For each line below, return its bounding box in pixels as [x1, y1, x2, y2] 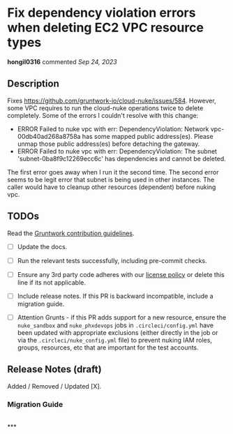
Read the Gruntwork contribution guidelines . [7, 229, 135, 237]
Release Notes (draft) [7, 364, 103, 375]
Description [7, 78, 59, 90]
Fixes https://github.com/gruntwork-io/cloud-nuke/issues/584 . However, [7, 96, 216, 105]
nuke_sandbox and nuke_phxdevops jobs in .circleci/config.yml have [17, 321, 214, 329]
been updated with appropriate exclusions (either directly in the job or [17, 328, 218, 336]
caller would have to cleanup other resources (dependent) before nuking [7, 183, 216, 191]
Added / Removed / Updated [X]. [7, 382, 102, 390]
